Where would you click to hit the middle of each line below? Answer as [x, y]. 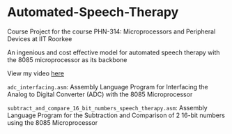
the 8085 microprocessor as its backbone [67, 59]
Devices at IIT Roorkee [40, 38]
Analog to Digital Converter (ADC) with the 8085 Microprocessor [100, 94]
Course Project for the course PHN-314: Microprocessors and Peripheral [111, 31]
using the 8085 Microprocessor [53, 122]
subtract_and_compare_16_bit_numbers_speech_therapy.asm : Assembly [107, 107]
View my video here [36, 73]
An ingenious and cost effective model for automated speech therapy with [114, 52]
